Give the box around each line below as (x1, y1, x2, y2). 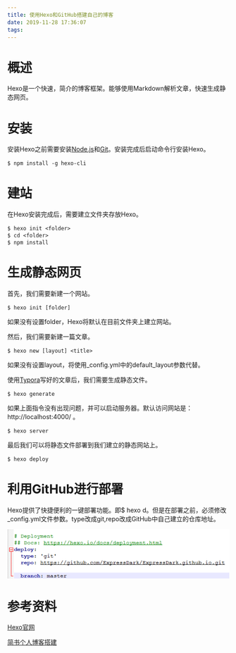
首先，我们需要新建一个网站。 (7, 290, 94, 298)
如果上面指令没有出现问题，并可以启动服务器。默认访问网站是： (7, 404, 192, 412)
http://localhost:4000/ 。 (7, 413, 80, 421)
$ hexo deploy (7, 456, 49, 463)
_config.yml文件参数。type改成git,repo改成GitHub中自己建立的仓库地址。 (7, 515, 220, 523)
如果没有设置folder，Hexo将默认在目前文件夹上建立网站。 (7, 318, 175, 326)
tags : (7, 26, 23, 33)
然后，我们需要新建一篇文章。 (7, 332, 94, 341)
